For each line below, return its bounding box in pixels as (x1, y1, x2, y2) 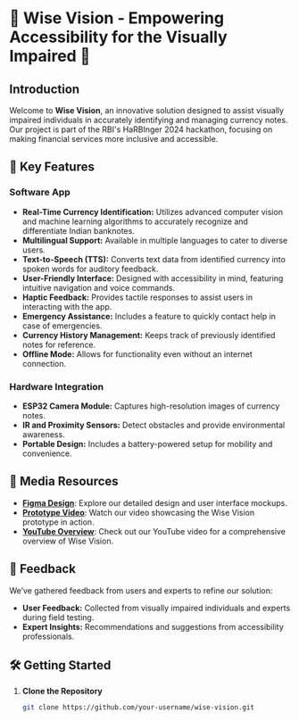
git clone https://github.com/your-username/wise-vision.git (21, 703, 255, 712)
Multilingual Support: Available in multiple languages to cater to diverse (21, 235, 288, 245)
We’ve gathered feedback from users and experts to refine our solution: (9, 584, 273, 596)
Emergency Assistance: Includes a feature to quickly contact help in (21, 311, 277, 321)
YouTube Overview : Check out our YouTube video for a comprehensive (21, 526, 286, 536)
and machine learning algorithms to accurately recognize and (21, 216, 248, 227)
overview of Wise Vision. (21, 535, 114, 546)
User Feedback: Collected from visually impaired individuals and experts (21, 602, 291, 613)
